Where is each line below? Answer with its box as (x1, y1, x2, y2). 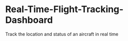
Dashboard (5, 14, 53, 26)
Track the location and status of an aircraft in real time (5, 31, 118, 37)
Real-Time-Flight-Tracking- (5, 4, 123, 15)
